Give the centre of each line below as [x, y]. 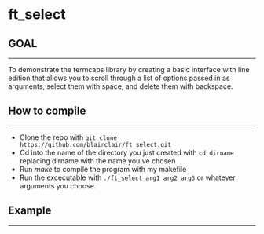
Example [30, 211]
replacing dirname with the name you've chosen [97, 161]
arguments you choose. [58, 185]
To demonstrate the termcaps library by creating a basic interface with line [129, 69]
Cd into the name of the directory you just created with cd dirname [126, 152]
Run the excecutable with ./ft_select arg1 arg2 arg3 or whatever [127, 177]
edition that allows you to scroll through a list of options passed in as [119, 78]
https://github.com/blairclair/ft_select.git [95, 144]
